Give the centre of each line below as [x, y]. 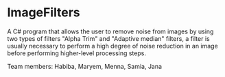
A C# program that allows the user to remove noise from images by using [110, 31]
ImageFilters [44, 13]
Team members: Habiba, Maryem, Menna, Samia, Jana [85, 66]
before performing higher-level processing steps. [76, 53]
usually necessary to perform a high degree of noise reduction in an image [113, 46]
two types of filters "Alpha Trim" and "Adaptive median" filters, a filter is [109, 38]
